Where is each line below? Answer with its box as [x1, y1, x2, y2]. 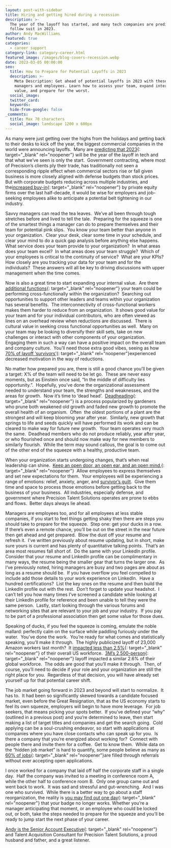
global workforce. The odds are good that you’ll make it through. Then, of [5, 661, 162, 667]
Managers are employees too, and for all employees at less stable [5, 510, 143, 516]
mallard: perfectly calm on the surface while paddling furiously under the [5, 628, 158, 634]
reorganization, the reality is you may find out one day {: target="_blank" [5, 794, 156, 801]
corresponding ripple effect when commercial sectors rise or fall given [5, 168, 153, 174]
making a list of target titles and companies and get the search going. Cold [5, 719, 163, 726]
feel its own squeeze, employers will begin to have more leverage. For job [5, 703, 161, 709]
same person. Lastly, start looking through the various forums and [5, 602, 145, 608]
